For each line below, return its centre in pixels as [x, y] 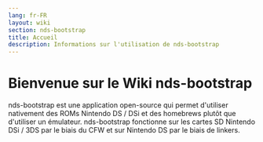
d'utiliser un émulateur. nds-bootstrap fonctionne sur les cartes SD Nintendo [132, 122]
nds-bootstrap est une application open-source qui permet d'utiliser [119, 105]
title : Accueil [33, 37]
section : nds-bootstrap [47, 30]
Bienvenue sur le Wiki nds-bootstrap [130, 84]
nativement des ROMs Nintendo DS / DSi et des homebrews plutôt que [122, 114]
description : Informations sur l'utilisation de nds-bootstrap [114, 45]
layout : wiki [29, 23]
